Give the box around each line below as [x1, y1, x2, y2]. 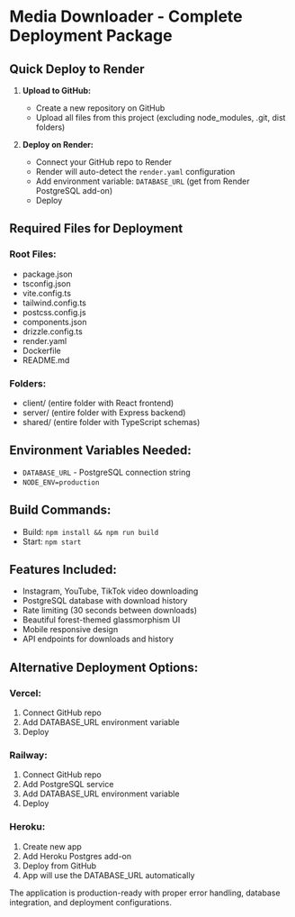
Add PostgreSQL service [22, 779, 114, 790]
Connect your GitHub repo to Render [35, 157, 173, 168]
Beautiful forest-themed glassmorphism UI [22, 614, 181, 625]
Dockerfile [22, 345, 61, 356]
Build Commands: [9, 503, 112, 518]
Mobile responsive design [22, 624, 119, 635]
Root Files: [9, 248, 57, 260]
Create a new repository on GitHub [35, 103, 165, 113]
